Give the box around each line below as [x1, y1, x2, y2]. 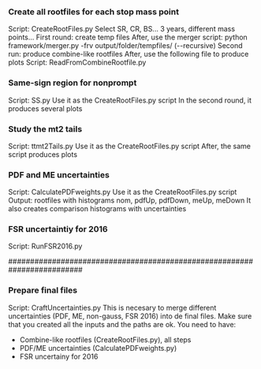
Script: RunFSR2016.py [8, 241, 83, 251]
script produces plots [8, 149, 77, 159]
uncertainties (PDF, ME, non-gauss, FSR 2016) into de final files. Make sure [8, 311, 252, 321]
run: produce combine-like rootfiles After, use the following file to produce [8, 50, 249, 59]
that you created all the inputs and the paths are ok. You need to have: [8, 319, 237, 329]
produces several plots [8, 103, 83, 113]
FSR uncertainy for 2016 [19, 352, 99, 361]
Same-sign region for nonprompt [8, 77, 137, 88]
